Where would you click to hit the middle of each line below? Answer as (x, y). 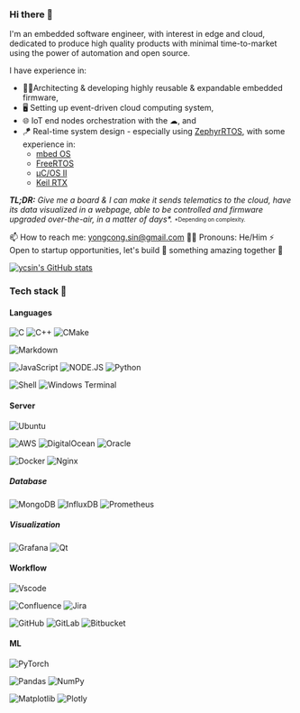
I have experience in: (48, 70)
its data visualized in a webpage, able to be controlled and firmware (136, 210)
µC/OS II (51, 173)
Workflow (28, 568)
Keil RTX (51, 183)
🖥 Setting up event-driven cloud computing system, (118, 108)
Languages (31, 312)
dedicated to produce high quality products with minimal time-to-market (143, 43)
